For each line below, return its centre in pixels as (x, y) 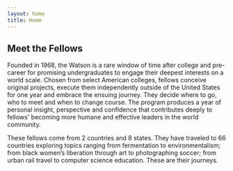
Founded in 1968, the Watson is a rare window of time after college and (109, 65)
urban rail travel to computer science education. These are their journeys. (113, 161)
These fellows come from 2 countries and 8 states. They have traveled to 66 (116, 138)
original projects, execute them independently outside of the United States (114, 87)
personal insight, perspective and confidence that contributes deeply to (110, 110)
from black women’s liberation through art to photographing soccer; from (112, 153)
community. (24, 125)
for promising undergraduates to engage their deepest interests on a (126, 73)
